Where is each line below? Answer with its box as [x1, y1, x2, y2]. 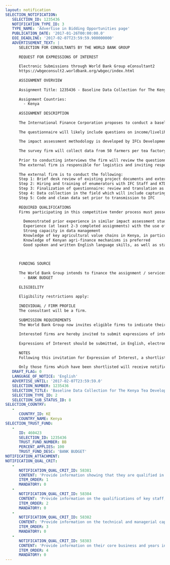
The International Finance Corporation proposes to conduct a [18, 120, 153, 125]
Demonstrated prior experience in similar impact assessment [23, 219, 155, 224]
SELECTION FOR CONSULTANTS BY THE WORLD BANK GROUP [18, 45, 130, 50]
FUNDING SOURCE [18, 261, 51, 266]
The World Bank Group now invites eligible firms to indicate [18, 322, 153, 327]
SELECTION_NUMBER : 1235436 [12, 383, 69, 388]
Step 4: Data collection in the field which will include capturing [18, 191, 166, 196]
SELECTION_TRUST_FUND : [5, 420, 53, 426]
